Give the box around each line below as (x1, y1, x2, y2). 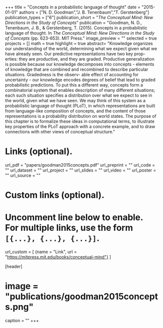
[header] (5, 263, 23, 269)
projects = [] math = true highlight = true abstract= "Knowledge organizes (5, 41, 153, 46)
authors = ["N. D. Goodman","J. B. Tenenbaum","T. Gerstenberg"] (18, 9, 149, 15)
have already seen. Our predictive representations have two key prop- (5, 51, 146, 57)
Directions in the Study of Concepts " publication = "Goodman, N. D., (5, 20, 142, 25)
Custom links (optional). (5, 190, 105, 201)
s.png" (5, 302, 34, 312)
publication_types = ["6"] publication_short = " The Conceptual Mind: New (5, 15, 153, 20)
